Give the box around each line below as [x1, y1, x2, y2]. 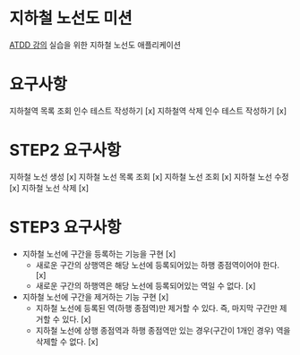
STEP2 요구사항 [9, 140, 122, 161]
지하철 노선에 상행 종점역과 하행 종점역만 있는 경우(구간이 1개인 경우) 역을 [35, 325, 291, 335]
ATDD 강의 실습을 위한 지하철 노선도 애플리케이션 [9, 39, 182, 50]
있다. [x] [62, 314, 91, 325]
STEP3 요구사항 [9, 217, 122, 237]
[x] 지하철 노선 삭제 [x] [9, 182, 90, 193]
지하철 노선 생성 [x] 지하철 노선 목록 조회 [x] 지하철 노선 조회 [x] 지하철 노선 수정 [9, 171, 289, 182]
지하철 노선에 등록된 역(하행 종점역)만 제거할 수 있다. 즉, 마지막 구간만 [35, 302, 278, 313]
